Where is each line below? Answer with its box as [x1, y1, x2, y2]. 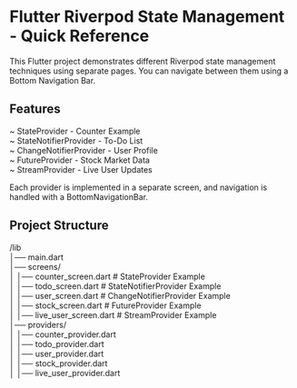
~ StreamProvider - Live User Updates [9, 164, 153, 174]
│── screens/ [9, 261, 61, 272]
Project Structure [9, 218, 109, 234]
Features [9, 102, 61, 117]
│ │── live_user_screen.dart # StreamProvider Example [9, 309, 217, 320]
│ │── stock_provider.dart [9, 357, 108, 369]
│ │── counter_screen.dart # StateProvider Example [9, 271, 206, 282]
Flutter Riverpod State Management [9, 6, 285, 27]
